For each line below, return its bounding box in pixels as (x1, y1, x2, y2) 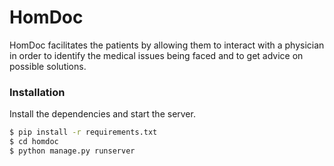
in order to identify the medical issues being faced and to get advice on (9, 49, 304, 61)
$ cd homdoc (9, 137, 59, 147)
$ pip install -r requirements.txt (9, 127, 158, 138)
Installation (9, 85, 66, 99)
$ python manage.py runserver (9, 146, 136, 156)
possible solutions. (9, 60, 87, 72)
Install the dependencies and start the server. (9, 108, 196, 120)
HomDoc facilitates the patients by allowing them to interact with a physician (9, 39, 325, 51)
